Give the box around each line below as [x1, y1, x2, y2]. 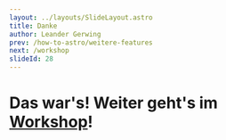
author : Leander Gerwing [9, 29, 101, 38]
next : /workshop [9, 46, 69, 55]
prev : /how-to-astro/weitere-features [9, 37, 153, 47]
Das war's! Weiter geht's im [9, 93, 218, 113]
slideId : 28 [9, 54, 53, 63]
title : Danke [9, 21, 58, 30]
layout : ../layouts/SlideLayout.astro [9, 12, 153, 22]
